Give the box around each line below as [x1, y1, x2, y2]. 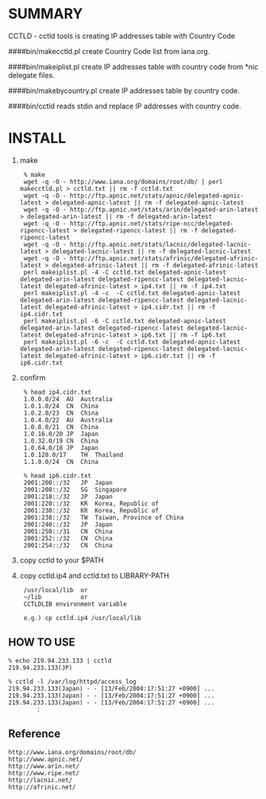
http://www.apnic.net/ [8, 755, 83, 763]
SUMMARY [8, 5, 83, 23]
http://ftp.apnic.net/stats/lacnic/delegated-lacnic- [70, 240, 252, 248]
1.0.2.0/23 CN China [23, 409, 99, 417]
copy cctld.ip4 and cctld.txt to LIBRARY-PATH [19, 571, 169, 580]
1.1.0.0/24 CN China [23, 458, 99, 466]
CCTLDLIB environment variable [23, 600, 127, 608]
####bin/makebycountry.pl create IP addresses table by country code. [8, 85, 240, 95]
